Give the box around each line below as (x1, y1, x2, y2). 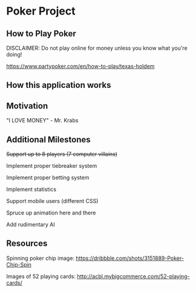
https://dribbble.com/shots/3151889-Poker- (75, 254, 185, 262)
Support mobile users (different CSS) (6, 197, 99, 205)
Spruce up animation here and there (6, 209, 96, 216)
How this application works (6, 80, 111, 90)
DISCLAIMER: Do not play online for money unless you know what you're (6, 44, 188, 51)
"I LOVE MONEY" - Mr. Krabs (6, 117, 79, 124)
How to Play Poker (6, 28, 77, 39)
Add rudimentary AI (6, 221, 56, 228)
